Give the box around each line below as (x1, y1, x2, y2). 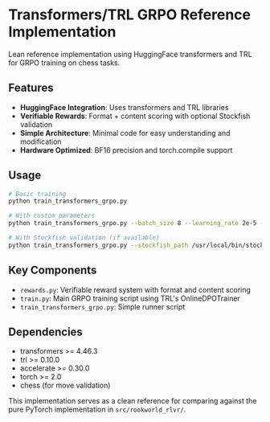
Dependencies (8, 326, 83, 339)
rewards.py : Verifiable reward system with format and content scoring (19, 285, 252, 294)
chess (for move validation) (19, 380, 111, 391)
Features (8, 81, 54, 95)
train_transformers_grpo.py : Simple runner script (19, 301, 186, 311)
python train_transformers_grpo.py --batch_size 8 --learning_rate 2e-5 (8, 219, 257, 227)
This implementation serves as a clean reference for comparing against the (8, 396, 257, 406)
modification (19, 137, 62, 146)
